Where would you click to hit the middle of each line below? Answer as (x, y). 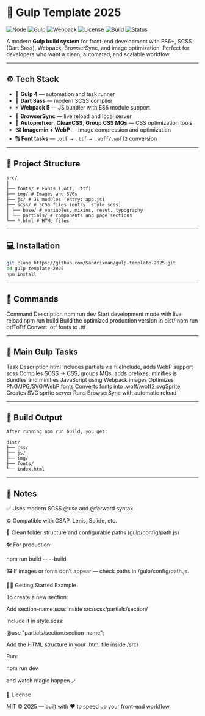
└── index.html (26, 469)
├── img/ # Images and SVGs (42, 194)
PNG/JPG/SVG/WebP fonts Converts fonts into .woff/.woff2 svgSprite (93, 386)
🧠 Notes (22, 494)
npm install (21, 275)
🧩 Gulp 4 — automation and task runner (65, 94)
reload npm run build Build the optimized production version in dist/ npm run (102, 320)
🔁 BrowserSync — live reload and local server (73, 116)
